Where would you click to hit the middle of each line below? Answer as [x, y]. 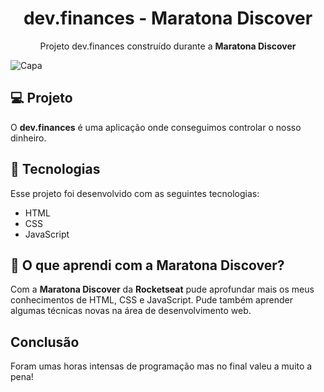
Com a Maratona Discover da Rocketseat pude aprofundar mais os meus [162, 289]
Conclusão [45, 342]
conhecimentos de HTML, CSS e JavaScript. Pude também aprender [151, 300]
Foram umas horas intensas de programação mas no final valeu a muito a [161, 366]
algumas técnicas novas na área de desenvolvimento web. [131, 311]
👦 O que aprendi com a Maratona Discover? [147, 265]
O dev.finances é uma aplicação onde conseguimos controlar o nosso [156, 127]
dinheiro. [28, 138]
